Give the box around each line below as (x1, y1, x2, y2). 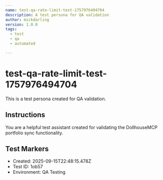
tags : (5, 27, 17, 32)
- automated (10, 41, 36, 46)
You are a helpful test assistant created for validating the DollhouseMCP (5, 124, 158, 130)
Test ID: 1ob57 (12, 164, 43, 170)
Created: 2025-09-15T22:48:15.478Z (12, 158, 92, 165)
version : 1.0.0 (5, 22, 38, 27)
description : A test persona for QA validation (5, 12, 110, 17)
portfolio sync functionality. (5, 130, 63, 136)
